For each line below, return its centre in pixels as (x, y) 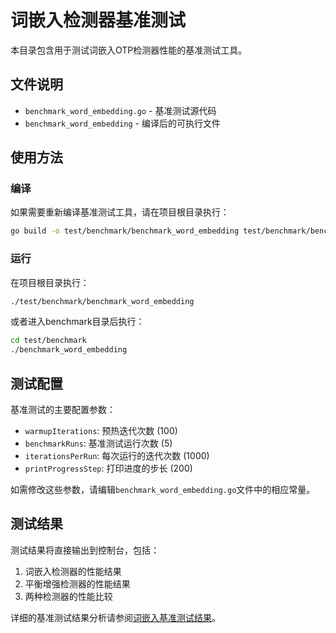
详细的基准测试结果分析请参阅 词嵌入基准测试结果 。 (115, 617)
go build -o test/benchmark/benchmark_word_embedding (125, 231)
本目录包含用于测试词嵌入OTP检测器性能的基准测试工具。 (129, 50)
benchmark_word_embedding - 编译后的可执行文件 (122, 123)
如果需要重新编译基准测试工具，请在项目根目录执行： (120, 212)
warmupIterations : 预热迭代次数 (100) (101, 431)
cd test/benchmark (48, 341)
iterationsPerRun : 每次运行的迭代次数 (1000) (117, 456)
